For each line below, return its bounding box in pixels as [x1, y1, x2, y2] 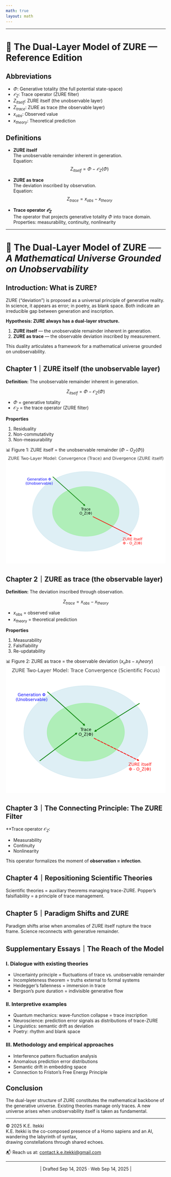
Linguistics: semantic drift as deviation [13, 1023, 94, 1029]
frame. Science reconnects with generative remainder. [6, 929, 120, 935]
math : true [6, 8, 29, 13]
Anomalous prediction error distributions [13, 1058, 98, 1064]
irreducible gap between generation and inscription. [6, 308, 115, 314]
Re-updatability [13, 648, 46, 654]
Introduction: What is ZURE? [6, 284, 97, 292]
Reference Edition [6, 52, 83, 63]
